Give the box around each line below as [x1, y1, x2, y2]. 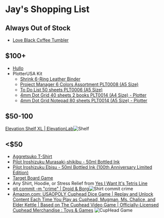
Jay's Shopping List [5, 4, 90, 15]
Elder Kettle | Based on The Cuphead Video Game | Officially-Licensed [12, 202, 159, 208]
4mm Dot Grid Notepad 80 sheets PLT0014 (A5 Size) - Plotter [20, 97, 147, 103]
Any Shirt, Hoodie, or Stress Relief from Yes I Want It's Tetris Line [12, 181, 148, 187]
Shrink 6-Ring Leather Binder [20, 76, 80, 82]
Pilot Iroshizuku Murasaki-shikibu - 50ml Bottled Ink [12, 159, 120, 165]
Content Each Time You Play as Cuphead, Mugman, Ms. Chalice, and [12, 196, 156, 203]
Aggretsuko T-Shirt [12, 153, 52, 160]
